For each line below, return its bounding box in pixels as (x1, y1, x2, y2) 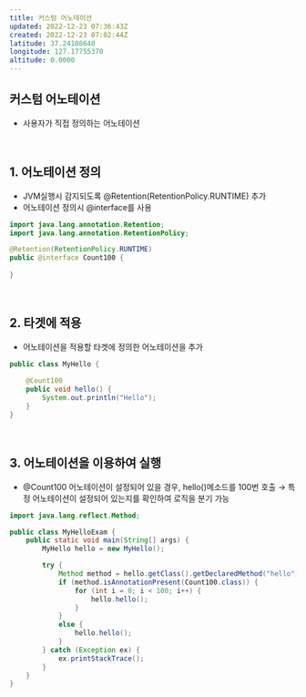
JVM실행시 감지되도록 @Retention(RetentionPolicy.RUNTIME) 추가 (22, 190, 267, 201)
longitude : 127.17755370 (9, 47, 104, 56)
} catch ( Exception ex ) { (42, 645, 141, 654)
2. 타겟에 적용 (9, 315, 82, 331)
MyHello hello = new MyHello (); (42, 544, 166, 554)
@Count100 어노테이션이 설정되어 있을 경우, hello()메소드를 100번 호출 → (22, 481, 286, 492)
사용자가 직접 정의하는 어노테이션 (22, 118, 140, 128)
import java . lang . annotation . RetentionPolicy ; (9, 229, 189, 238)
